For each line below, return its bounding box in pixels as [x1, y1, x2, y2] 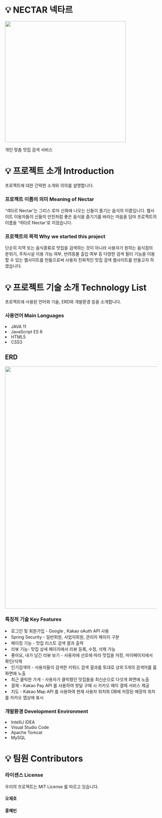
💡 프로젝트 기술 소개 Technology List [5, 282, 147, 293]
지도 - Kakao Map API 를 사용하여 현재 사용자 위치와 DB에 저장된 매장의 [11, 689, 147, 694]
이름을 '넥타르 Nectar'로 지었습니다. [5, 220, 73, 226]
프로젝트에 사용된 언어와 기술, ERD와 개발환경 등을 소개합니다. [5, 299, 121, 305]
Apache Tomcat [11, 730, 42, 736]
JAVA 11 [11, 323, 27, 330]
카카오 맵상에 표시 [10, 694, 44, 700]
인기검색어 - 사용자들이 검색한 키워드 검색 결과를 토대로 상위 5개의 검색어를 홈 [11, 664, 157, 670]
